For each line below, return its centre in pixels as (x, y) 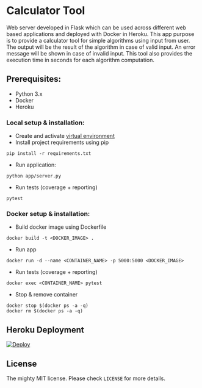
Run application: (35, 165)
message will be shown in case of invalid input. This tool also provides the (99, 53)
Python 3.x (29, 94)
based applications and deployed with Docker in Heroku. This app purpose (100, 34)
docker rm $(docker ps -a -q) (45, 311)
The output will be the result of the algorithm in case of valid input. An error (101, 47)
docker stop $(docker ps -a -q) (47, 306)
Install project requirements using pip (62, 142)
